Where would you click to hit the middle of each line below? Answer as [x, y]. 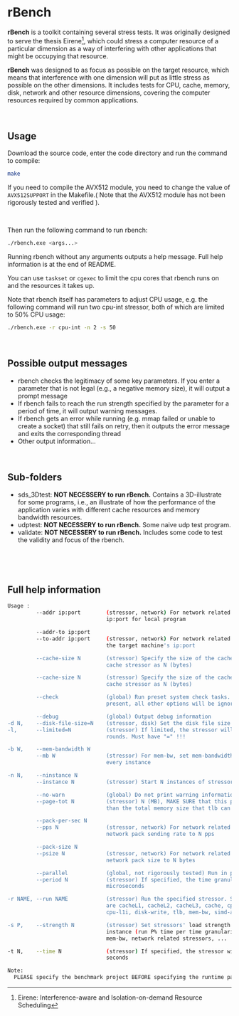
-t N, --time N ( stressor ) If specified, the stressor [116, 951]
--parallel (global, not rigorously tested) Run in [132, 873]
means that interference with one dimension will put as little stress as [108, 77]
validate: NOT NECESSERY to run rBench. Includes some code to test [120, 532]
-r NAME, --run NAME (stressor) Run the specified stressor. [117, 899]
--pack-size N [57, 847]
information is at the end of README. [62, 265]
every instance [128, 763]
